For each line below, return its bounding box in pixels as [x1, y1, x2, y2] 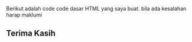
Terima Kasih [6, 28, 56, 38]
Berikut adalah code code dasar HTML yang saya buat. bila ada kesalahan [6, 5, 187, 12]
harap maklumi [6, 11, 43, 18]
